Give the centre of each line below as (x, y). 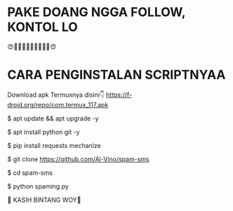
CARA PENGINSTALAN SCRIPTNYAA (116, 75)
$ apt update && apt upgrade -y (53, 118)
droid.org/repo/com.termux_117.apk (58, 104)
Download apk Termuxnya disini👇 (56, 95)
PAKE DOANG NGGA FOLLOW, (96, 12)
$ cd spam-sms (30, 172)
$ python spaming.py (38, 186)
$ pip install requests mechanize (54, 145)
